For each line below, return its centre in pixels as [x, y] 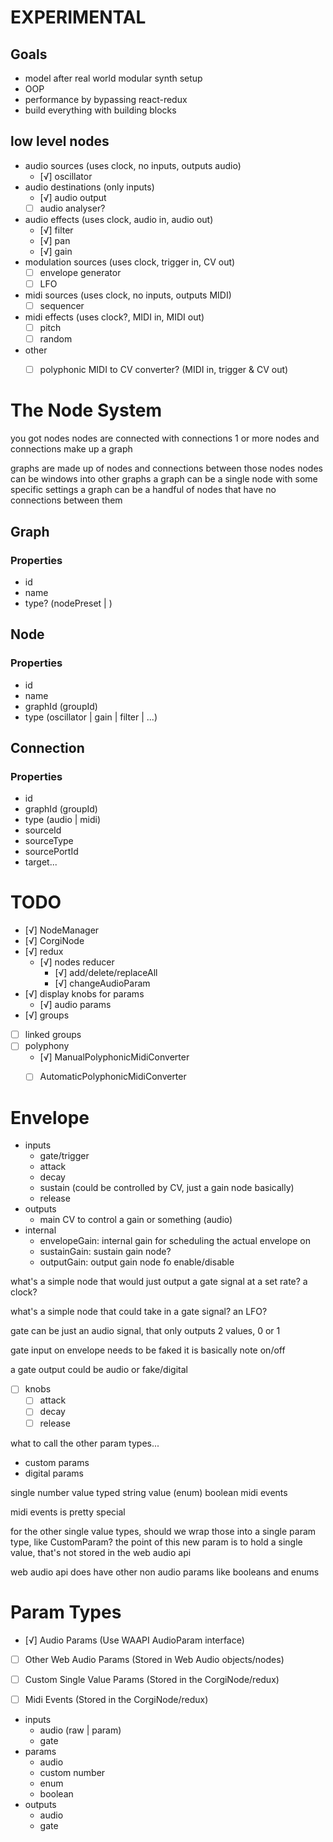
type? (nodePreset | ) [68, 603]
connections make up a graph [71, 449]
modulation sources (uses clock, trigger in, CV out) [130, 262]
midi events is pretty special [68, 1512]
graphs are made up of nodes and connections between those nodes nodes [166, 468]
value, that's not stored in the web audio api [101, 1552]
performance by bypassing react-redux [106, 99]
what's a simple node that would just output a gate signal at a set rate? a [159, 1282]
